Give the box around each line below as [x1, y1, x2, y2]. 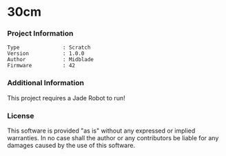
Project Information [7, 29, 74, 38]
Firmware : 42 [7, 63, 76, 69]
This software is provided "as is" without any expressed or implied [7, 126, 196, 135]
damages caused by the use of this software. [7, 142, 136, 150]
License [7, 111, 34, 120]
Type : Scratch [7, 44, 91, 52]
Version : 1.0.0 [7, 50, 85, 57]
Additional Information [7, 78, 85, 88]
